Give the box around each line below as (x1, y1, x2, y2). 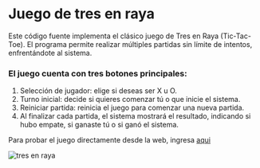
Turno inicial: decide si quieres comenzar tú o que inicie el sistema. (19, 95, 241, 104)
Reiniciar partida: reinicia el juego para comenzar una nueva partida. (19, 103, 245, 112)
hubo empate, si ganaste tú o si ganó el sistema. (19, 120, 179, 130)
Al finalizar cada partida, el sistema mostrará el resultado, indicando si (19, 111, 251, 121)
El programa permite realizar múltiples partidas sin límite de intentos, (26, 39, 253, 49)
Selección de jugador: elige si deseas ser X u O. (19, 86, 178, 96)
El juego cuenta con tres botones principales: (8, 68, 187, 79)
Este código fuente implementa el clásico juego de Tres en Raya (8, 31, 219, 41)
